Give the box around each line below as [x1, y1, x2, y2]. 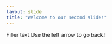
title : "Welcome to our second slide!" [6, 14, 107, 20]
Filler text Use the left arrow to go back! [6, 31, 105, 38]
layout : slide [6, 8, 42, 15]
